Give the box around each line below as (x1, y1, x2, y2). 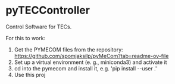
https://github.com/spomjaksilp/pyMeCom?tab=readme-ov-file (14, 52, 169, 59)
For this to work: (5, 34, 46, 41)
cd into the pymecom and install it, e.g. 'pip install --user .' (14, 64, 157, 72)
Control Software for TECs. (5, 23, 72, 30)
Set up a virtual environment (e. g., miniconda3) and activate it (14, 59, 167, 66)
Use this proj (14, 71, 46, 78)
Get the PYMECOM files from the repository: (14, 46, 123, 53)
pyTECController (5, 4, 90, 17)
